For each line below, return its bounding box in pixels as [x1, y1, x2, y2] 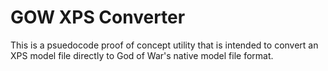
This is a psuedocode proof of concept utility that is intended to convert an [10, 39, 319, 51]
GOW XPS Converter [10, 6, 186, 29]
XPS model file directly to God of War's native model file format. [10, 49, 274, 61]
